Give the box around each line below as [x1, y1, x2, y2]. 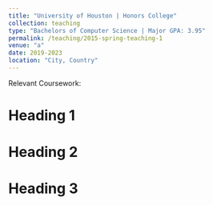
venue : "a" [8, 42, 45, 50]
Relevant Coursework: [8, 78, 82, 88]
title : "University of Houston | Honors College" [8, 11, 178, 20]
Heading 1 [8, 107, 76, 125]
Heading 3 [8, 179, 78, 198]
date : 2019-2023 [8, 49, 62, 57]
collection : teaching [8, 19, 81, 27]
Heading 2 [8, 143, 78, 161]
